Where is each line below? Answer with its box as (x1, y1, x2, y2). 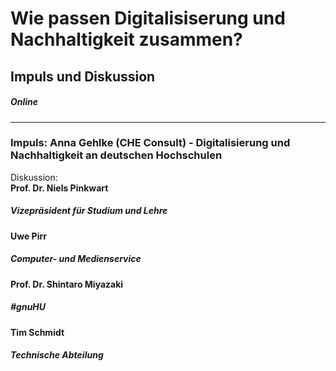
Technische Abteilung (10, 349, 104, 361)
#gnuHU (10, 301, 47, 313)
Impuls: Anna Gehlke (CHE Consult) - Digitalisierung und (10, 136, 291, 150)
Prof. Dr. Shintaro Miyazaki (10, 278, 124, 290)
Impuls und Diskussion (10, 68, 156, 85)
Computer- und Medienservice (10, 253, 142, 265)
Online (10, 96, 39, 108)
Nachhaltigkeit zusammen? (10, 28, 243, 51)
